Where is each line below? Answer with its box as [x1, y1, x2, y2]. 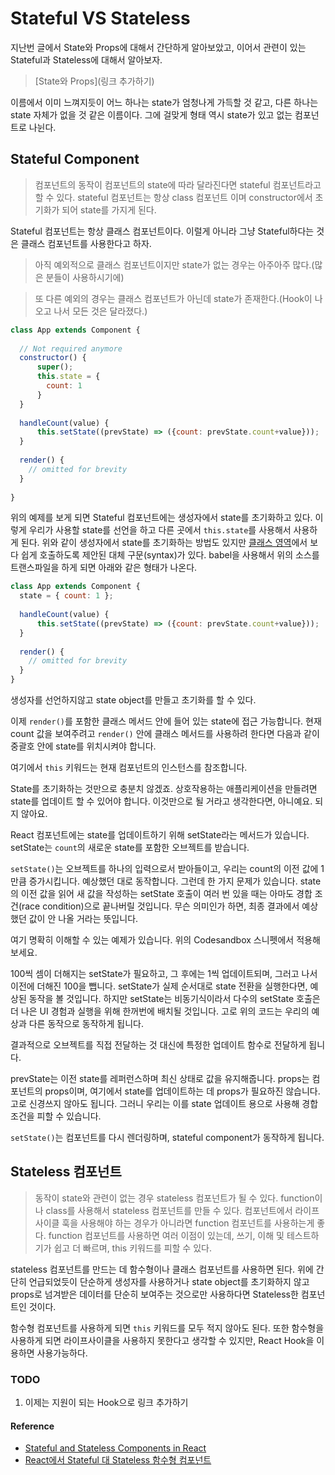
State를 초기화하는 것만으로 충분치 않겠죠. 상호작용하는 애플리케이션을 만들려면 [10, 783, 318, 794]
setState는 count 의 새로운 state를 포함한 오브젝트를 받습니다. [10, 842, 250, 853]
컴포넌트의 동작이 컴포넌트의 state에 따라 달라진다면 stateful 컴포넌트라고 [34, 178, 322, 191]
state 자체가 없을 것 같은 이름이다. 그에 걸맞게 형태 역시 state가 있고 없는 [10, 108, 293, 121]
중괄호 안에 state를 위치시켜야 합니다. [10, 740, 157, 752]
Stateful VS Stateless [10, 7, 191, 30]
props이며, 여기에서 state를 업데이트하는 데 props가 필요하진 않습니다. [44, 1085, 321, 1097]
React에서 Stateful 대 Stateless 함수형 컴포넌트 [24, 1454, 212, 1466]
